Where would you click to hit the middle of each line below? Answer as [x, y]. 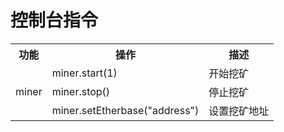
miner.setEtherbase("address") [125, 110]
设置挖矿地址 [239, 111]
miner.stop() [81, 91]
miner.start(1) [84, 73]
